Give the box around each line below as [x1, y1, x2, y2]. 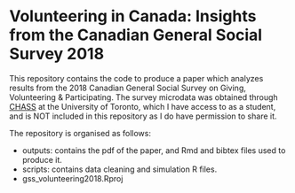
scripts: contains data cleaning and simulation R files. [21, 164, 218, 174]
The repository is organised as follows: [9, 127, 151, 138]
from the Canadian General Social [9, 25, 263, 45]
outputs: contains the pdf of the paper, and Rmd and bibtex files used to [21, 144, 286, 156]
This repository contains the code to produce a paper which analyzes [9, 73, 264, 83]
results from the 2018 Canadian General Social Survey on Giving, [9, 82, 247, 93]
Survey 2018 [9, 44, 105, 64]
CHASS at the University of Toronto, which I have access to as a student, [9, 101, 276, 112]
